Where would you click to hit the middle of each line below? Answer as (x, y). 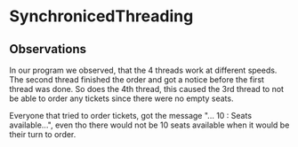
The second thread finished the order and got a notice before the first (137, 80)
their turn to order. (43, 134)
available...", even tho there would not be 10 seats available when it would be (149, 125)
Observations (48, 49)
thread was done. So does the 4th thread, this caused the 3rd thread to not (147, 89)
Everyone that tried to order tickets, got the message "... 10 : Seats (130, 116)
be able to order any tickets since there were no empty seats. (121, 98)
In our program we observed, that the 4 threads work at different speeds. (143, 70)
